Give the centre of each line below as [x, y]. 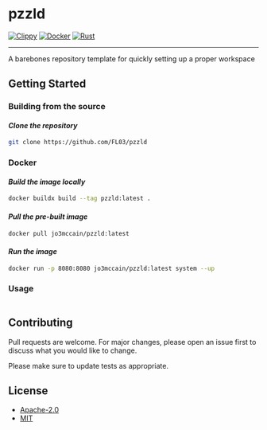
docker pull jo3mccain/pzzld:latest [69, 233]
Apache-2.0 [39, 410]
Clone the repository [43, 125]
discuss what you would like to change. [73, 350]
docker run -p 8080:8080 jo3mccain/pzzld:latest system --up [112, 268]
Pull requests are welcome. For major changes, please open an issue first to [132, 342]
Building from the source [57, 107]
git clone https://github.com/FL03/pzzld [78, 143]
